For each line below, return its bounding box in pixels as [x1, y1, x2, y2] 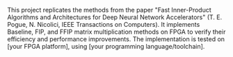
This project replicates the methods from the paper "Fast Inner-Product [7, 6, 212, 14]
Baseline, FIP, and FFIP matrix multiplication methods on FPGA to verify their [7, 27, 226, 36]
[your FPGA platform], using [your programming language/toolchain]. [7, 43, 205, 50]
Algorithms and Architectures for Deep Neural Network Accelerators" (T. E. [7, 13, 223, 21]
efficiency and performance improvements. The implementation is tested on [7, 35, 225, 43]
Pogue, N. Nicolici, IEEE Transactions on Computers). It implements [7, 21, 200, 28]
